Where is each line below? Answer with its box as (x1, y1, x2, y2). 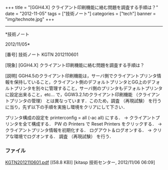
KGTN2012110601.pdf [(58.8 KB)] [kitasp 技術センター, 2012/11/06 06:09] (5, 159, 155, 165)
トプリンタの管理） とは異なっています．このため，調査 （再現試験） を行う (5, 98, 161, 103)
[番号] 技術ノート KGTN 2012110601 (5, 51, 78, 57)
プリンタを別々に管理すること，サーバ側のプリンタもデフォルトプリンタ (13, 85, 163, 91)
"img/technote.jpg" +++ (5, 16, 54, 22)
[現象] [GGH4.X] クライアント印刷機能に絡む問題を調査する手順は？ (5, 62, 145, 68)
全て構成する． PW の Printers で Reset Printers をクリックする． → (22, 121, 162, 126)
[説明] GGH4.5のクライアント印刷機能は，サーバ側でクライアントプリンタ (5, 73, 157, 78)
